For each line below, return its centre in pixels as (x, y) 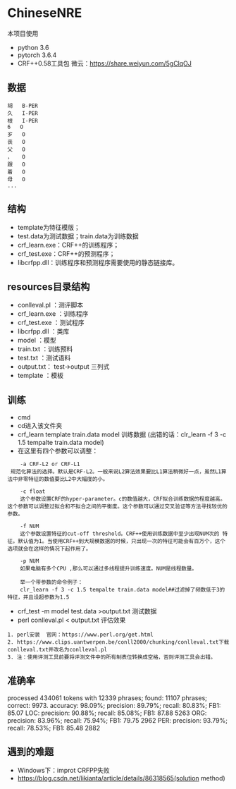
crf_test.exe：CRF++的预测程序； (66, 253)
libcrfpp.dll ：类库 (43, 331)
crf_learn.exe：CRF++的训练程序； (68, 245)
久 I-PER (23, 113)
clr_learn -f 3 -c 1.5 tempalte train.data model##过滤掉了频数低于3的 (123, 590)
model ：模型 (37, 341)
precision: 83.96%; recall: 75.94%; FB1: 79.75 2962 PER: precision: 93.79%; (117, 720)
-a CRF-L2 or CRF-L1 (50, 464)
